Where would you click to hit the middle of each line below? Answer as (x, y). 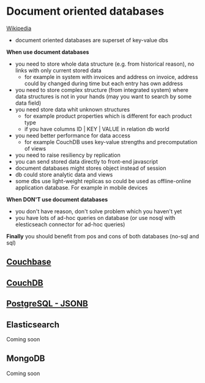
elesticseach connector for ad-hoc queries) (70, 224)
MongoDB (26, 359)
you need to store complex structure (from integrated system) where (102, 89)
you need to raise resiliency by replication (68, 155)
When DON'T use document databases (57, 199)
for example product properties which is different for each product (108, 116)
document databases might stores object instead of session (91, 168)
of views (35, 148)
